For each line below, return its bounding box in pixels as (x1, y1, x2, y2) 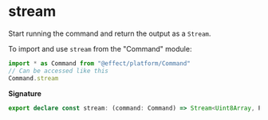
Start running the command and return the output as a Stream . (8, 29, 211, 38)
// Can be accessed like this (8, 67, 109, 75)
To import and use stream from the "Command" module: (8, 44, 192, 53)
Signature (8, 88, 42, 98)
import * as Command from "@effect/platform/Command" (8, 59, 191, 68)
